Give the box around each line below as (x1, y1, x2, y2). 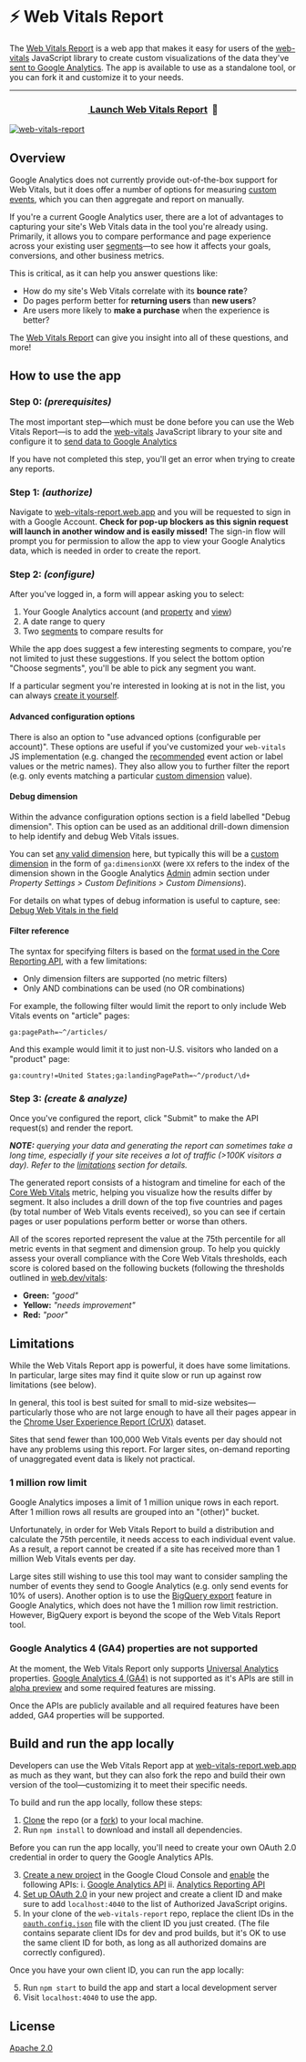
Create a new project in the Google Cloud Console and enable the (22, 1870, 270, 1881)
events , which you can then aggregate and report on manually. (9, 194, 245, 205)
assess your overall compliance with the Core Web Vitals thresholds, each (9, 1253, 288, 1264)
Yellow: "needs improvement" (22, 1300, 136, 1311)
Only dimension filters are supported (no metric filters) (22, 973, 228, 984)
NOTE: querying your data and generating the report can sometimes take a (9, 1140, 293, 1151)
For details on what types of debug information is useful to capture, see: (9, 894, 280, 906)
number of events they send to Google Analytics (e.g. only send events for (9, 1581, 289, 1592)
